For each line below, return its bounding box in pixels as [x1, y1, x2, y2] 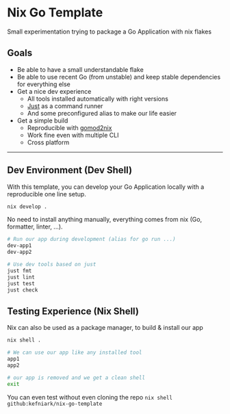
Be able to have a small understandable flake [16, 65, 144, 73]
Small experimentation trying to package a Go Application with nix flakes [7, 27, 212, 36]
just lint [7, 274, 36, 281]
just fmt [7, 267, 32, 274]
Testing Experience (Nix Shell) [7, 305, 139, 317]
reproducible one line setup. [7, 190, 87, 198]
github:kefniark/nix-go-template [7, 400, 103, 407]
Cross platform [27, 138, 70, 146]
